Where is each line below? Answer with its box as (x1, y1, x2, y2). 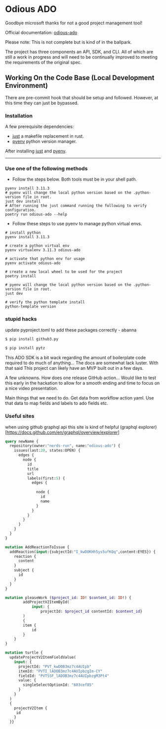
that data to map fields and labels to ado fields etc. (5, 400, 109, 406)
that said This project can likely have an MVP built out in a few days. (5, 365, 144, 371)
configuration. (5, 207, 37, 213)
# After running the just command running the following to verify (5, 203, 147, 208)
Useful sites (5, 413, 35, 420)
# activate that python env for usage (5, 257, 85, 262)
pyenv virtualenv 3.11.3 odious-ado (5, 248, 81, 253)
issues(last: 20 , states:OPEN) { (14, 448, 81, 453)
